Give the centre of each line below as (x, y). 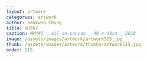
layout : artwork (26, 12)
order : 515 (19, 50)
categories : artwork (32, 17)
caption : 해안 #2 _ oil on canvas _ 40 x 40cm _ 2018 (71, 34)
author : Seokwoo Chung (34, 22)
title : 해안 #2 (22, 28)
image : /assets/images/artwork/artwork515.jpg (64, 39)
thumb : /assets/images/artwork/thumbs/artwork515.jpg (74, 45)
